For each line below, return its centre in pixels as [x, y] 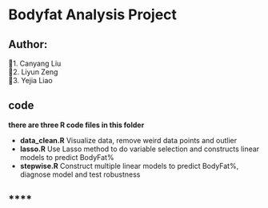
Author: [28, 44]
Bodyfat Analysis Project [93, 15]
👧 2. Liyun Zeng [33, 72]
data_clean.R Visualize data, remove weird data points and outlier [128, 140]
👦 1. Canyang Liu [35, 63]
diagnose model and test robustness [80, 174]
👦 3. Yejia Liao [31, 80]
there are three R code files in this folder [76, 125]
